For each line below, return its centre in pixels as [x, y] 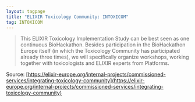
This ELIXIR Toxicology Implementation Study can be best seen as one [105, 39]
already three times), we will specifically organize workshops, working [104, 57]
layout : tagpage [26, 11]
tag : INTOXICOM [24, 22]
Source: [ [17, 74]
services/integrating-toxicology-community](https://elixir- [75, 81]
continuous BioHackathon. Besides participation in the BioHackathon [103, 45]
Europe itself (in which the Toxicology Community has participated [100, 51]
